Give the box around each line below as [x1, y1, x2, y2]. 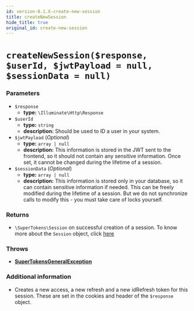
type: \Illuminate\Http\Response [23, 109, 104, 116]
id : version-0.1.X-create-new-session [6, 8, 101, 15]
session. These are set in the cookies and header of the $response [14, 292, 174, 299]
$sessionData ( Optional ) [14, 165, 72, 172]
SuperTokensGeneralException [14, 258, 92, 265]
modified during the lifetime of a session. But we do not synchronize [23, 190, 188, 197]
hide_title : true [6, 19, 49, 25]
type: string [23, 121, 54, 128]
